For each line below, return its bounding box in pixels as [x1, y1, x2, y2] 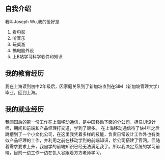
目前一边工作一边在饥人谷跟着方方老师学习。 [13, 150, 104, 156]
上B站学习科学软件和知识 [12, 53, 63, 59]
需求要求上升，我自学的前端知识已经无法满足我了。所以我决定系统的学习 [9, 144, 156, 150]
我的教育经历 [5, 69, 44, 78]
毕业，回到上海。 [5, 89, 40, 95]
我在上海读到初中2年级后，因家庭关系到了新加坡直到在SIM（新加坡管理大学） [5, 83, 160, 89]
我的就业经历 [5, 105, 44, 114]
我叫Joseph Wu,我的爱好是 [5, 19, 60, 25]
